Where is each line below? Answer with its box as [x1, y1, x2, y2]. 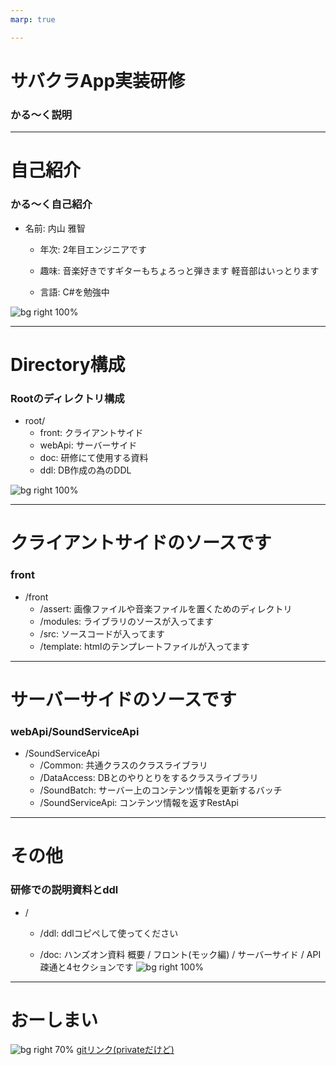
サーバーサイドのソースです [10, 688, 237, 711]
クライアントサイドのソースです [10, 532, 272, 555]
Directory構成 [10, 353, 126, 376]
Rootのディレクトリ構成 [10, 391, 125, 405]
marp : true [10, 14, 56, 25]
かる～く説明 [10, 107, 73, 121]
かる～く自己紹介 [10, 197, 93, 211]
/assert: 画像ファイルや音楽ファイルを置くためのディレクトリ [39, 602, 293, 615]
